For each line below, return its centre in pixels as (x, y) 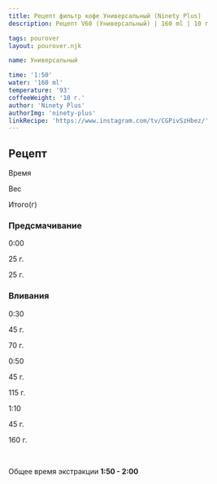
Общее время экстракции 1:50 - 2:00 (74, 471)
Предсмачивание (46, 225)
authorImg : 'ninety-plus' (52, 113)
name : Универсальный (43, 61)
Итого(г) (23, 205)
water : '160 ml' (36, 83)
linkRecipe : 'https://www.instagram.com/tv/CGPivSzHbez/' (108, 120)
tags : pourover (34, 38)
